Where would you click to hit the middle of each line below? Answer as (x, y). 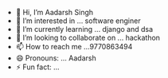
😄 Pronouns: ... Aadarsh (56, 58)
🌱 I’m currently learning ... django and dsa (84, 29)
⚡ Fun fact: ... (37, 67)
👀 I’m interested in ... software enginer (78, 21)
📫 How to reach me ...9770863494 (74, 47)
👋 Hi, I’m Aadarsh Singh (55, 12)
